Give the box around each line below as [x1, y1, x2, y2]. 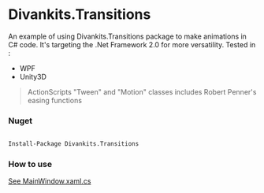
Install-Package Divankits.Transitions [8, 140, 139, 148]
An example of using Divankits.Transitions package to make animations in [8, 32, 247, 41]
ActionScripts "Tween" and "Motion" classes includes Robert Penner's [27, 87, 257, 96]
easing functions [27, 95, 83, 105]
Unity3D [19, 72, 47, 81]
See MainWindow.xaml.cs [8, 176, 91, 186]
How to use [8, 159, 53, 170]
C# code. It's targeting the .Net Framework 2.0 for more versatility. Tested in [8, 39, 256, 49]
